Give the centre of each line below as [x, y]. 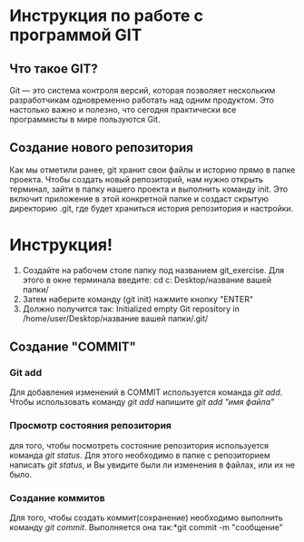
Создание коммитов [58, 498]
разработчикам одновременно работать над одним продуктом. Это [142, 100]
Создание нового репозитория [101, 148]
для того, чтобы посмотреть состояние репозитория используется [139, 445]
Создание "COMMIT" [73, 347]
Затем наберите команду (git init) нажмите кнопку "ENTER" [138, 299]
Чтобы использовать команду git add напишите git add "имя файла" [142, 402]
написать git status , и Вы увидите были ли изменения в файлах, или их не [152, 465]
